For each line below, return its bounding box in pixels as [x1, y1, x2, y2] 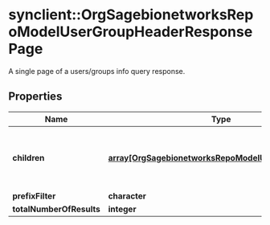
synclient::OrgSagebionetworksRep [8, 6, 254, 24]
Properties [8, 90, 63, 104]
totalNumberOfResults [12, 203, 100, 215]
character [108, 190, 147, 202]
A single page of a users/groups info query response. [8, 66, 186, 76]
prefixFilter [12, 190, 56, 202]
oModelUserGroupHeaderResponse [8, 22, 253, 41]
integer [108, 203, 137, 215]
